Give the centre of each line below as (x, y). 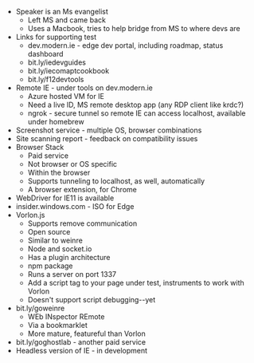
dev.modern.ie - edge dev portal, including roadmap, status (125, 45)
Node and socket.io (60, 249)
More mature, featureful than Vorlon (86, 333)
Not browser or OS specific (72, 164)
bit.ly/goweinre (40, 308)
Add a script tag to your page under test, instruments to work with (136, 283)
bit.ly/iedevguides (57, 62)
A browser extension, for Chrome (82, 189)
